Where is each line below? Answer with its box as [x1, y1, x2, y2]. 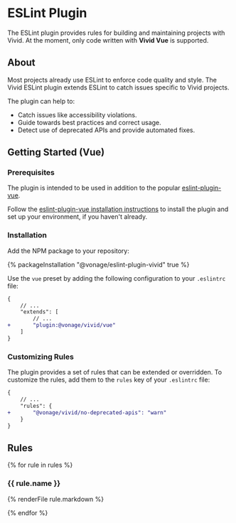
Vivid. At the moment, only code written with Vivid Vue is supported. [7, 36, 209, 44]
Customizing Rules [7, 352, 75, 362]
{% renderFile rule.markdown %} [7, 495, 104, 503]
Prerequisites [7, 168, 55, 178]
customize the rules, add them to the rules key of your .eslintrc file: [7, 375, 210, 384]
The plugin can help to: [7, 97, 75, 105]
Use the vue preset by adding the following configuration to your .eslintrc [7, 274, 226, 282]
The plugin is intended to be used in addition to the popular [7, 183, 181, 193]
